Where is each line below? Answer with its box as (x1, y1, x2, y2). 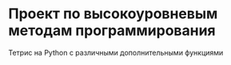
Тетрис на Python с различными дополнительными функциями (8, 48, 224, 57)
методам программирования (8, 21, 216, 40)
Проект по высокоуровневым (8, 5, 218, 23)
